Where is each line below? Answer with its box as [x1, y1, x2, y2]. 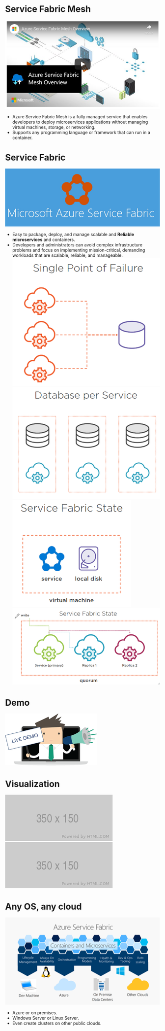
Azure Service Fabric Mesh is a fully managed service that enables [12, 113, 148, 119]
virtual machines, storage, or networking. [12, 124, 96, 130]
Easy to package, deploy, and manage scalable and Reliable [12, 231, 134, 237]
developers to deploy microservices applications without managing [12, 119, 148, 125]
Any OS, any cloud [5, 901, 82, 912]
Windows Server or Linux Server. [12, 1015, 80, 1021]
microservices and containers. [12, 237, 75, 242]
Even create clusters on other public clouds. [12, 1020, 102, 1026]
